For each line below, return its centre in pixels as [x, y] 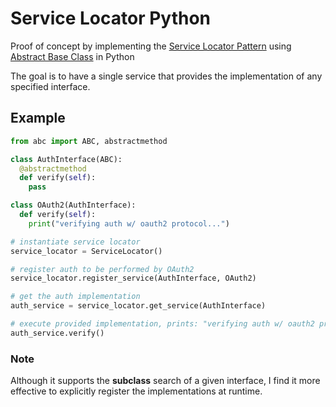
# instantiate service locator [75, 242]
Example [38, 118]
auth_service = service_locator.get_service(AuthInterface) [138, 306]
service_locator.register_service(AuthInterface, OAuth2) [133, 278]
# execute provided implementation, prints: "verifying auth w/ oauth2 [162, 324]
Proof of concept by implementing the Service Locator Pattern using [151, 46]
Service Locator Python [111, 18]
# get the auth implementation [75, 297]
